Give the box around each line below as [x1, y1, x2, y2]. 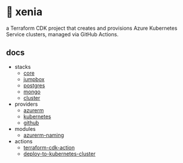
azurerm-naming [23, 131, 65, 138]
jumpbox [23, 75, 45, 82]
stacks [14, 63, 31, 70]
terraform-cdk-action [23, 144, 75, 151]
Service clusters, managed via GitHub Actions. [6, 30, 119, 37]
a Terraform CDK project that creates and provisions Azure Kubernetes [6, 25, 178, 32]
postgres [23, 82, 45, 89]
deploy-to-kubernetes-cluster [23, 150, 96, 157]
